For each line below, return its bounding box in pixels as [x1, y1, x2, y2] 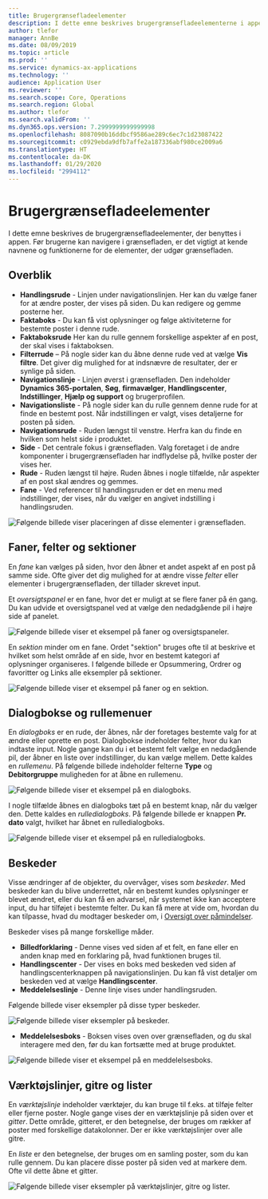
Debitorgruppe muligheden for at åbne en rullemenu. [8, 770, 183, 780]
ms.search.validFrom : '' [8, 116, 91, 124]
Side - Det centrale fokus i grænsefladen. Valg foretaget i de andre [19, 443, 240, 452]
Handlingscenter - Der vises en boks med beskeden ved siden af [19, 959, 237, 969]
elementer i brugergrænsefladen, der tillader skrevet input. [8, 578, 201, 588]
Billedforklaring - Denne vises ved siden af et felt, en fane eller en [19, 943, 238, 952]
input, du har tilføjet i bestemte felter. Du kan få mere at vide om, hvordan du [8, 903, 259, 913]
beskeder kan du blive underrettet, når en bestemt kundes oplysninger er [8, 886, 249, 895]
